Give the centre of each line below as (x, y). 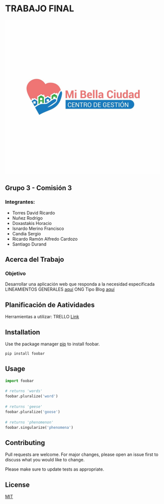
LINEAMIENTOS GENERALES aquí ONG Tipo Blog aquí (60, 289)
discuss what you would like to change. (45, 460)
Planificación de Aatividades (50, 305)
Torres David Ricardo (34, 213)
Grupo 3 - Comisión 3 (39, 188)
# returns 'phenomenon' (29, 422)
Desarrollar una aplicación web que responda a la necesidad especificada (80, 284)
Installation (23, 332)
